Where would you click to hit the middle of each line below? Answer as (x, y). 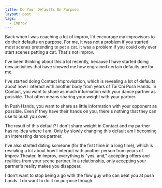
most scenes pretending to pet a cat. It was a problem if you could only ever (81, 47)
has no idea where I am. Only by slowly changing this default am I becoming (81, 131)
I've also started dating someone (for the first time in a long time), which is (79, 145)
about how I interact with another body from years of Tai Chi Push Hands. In (81, 86)
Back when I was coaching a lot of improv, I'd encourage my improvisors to (80, 37)
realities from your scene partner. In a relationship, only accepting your (76, 161)
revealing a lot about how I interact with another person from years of (74, 151)
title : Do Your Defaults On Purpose (42, 9)
